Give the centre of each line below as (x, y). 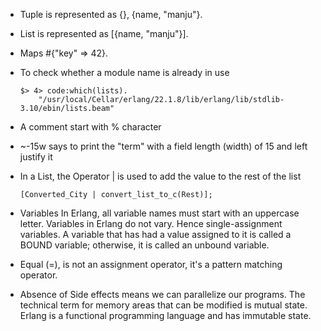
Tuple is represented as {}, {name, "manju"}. (111, 14)
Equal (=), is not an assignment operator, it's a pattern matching (151, 264)
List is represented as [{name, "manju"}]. (104, 33)
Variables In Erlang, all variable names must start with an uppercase (159, 213)
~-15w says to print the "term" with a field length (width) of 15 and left (163, 146)
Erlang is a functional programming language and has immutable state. (165, 315)
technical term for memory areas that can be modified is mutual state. (163, 305)
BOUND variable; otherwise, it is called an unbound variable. (144, 245)
